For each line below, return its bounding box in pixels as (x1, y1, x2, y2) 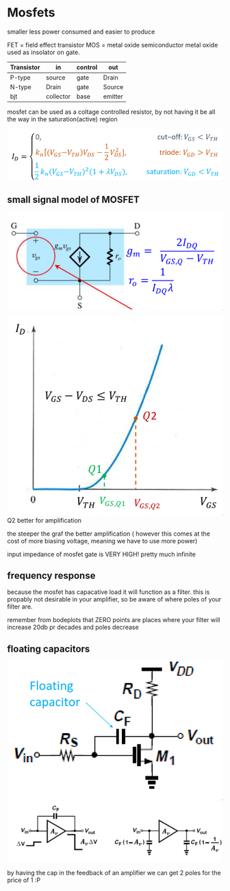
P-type (10, 73, 31, 82)
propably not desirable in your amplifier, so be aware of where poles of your (7, 595, 222, 604)
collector (45, 93, 71, 101)
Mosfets (7, 5, 55, 21)
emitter (103, 93, 123, 101)
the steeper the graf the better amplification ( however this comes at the (7, 530, 211, 538)
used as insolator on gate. (7, 48, 80, 56)
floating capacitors (7, 643, 90, 654)
